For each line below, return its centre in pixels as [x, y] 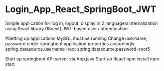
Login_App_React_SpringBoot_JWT [81, 9]
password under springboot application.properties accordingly [70, 43]
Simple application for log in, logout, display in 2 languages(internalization [81, 23]
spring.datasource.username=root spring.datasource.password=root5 [78, 49]
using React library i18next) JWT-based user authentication [66, 28]
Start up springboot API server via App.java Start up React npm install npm [82, 58]
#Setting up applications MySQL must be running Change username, [76, 38]
